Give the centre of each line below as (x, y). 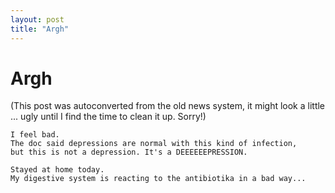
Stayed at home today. (57, 170)
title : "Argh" (40, 29)
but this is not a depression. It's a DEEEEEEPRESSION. (129, 152)
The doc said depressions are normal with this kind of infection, (154, 144)
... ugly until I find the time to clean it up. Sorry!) (108, 117)
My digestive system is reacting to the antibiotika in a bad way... (158, 179)
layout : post (37, 19)
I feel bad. (35, 135)
